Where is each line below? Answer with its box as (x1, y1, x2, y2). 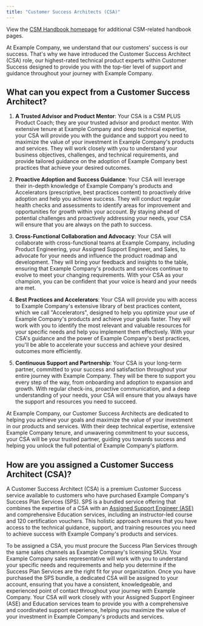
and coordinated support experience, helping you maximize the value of (6, 607, 186, 614)
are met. (15, 284, 36, 292)
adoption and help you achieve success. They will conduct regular (15, 195, 181, 203)
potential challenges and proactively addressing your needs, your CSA (15, 215, 191, 222)
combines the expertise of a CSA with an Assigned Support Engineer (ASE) (6, 505, 194, 512)
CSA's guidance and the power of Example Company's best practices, (15, 335, 191, 342)
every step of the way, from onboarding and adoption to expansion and (15, 379, 193, 386)
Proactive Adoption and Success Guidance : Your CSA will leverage (15, 176, 185, 183)
